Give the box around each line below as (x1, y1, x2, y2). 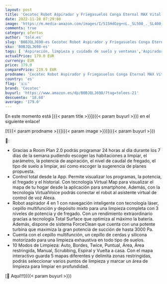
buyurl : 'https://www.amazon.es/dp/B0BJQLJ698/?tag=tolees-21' (5, 90, 139, 95)
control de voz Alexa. (12, 195, 56, 201)
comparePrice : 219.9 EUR (5, 68, 57, 72)
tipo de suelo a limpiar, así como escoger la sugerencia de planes (12, 163, 147, 169)
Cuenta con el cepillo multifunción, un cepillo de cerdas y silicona (12, 232, 147, 238)
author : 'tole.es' (5, 35, 43, 40)
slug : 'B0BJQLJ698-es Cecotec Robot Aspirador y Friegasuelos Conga (5, 40, 150, 45)
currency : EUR (5, 58, 35, 63)
